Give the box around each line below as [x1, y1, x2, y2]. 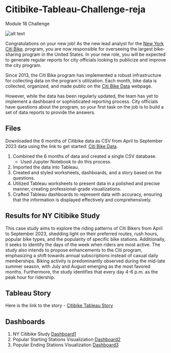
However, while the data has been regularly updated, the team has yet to [5, 93, 159, 99]
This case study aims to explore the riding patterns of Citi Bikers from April [5, 225, 163, 231]
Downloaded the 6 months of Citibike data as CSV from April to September [5, 137, 163, 144]
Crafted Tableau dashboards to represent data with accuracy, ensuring [12, 191, 162, 197]
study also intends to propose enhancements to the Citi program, [5, 247, 143, 253]
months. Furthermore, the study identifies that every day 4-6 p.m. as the [5, 268, 158, 275]
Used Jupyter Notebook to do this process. [20, 158, 112, 164]
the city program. [5, 62, 42, 68]
